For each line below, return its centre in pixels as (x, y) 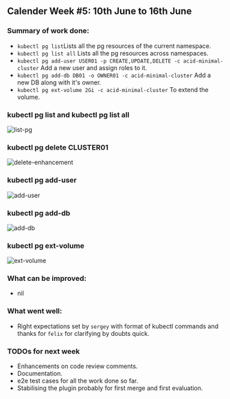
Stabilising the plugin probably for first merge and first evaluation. (110, 388)
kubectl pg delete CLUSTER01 (58, 147)
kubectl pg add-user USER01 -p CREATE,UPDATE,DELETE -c (99, 61)
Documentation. (40, 374)
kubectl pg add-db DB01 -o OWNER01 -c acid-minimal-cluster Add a (114, 75)
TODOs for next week (44, 351)
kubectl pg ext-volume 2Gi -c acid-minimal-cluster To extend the (113, 89)
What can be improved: (47, 279)
